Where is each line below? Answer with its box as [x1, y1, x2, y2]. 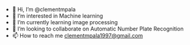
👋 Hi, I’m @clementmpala [12, 6, 76, 13]
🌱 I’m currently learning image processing [12, 19, 118, 26]
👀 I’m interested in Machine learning [12, 12, 103, 19]
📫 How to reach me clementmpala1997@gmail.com [12, 32, 143, 39]
